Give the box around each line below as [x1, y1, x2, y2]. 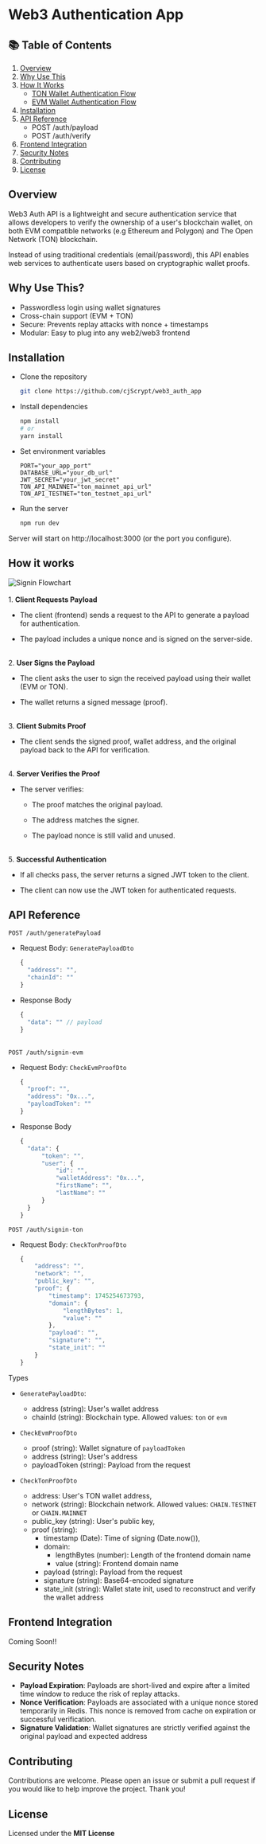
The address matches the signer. [31, 815, 140, 825]
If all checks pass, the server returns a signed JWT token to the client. [19, 869, 250, 879]
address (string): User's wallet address [31, 1404, 159, 1413]
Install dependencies [19, 402, 89, 412]
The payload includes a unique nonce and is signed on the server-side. [19, 634, 253, 643]
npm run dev [19, 519, 60, 527]
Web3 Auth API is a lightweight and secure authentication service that [8, 209, 237, 218]
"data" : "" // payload [27, 1018, 102, 1026]
